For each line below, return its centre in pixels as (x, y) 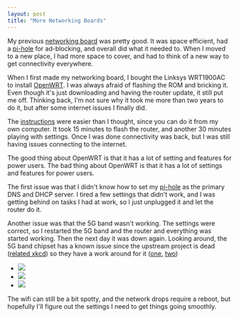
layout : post (27, 14)
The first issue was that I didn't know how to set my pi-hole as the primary (116, 186)
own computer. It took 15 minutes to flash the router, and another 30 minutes (119, 129)
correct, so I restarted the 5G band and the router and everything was (110, 230)
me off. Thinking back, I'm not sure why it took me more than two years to (116, 100)
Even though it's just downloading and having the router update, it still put (116, 92)
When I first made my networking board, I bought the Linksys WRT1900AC (116, 77)
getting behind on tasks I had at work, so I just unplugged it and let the (111, 202)
